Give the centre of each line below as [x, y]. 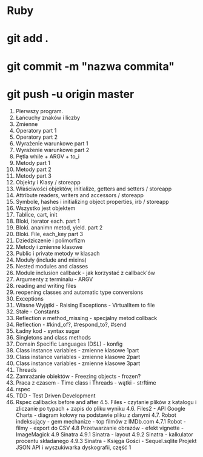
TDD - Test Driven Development [55, 396]
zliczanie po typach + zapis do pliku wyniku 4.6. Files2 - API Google [100, 408]
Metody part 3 [34, 176]
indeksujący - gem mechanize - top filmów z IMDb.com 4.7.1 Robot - [101, 421]
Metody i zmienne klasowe [49, 246]
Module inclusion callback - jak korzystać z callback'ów [85, 273]
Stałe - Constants [38, 312]
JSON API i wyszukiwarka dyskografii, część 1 [73, 447]
